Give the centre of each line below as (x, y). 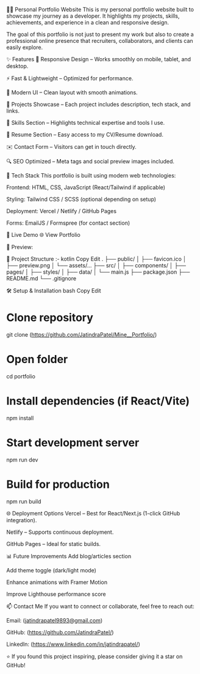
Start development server (73, 443)
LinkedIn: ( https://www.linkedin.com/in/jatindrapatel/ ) (73, 644)
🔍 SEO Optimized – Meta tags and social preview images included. (91, 161)
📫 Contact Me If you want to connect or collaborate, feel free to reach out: (100, 606)
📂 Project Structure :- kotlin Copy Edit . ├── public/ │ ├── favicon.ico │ (97, 259)
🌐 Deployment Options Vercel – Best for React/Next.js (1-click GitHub (93, 513)
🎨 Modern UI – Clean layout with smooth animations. (72, 92)
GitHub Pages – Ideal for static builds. (54, 544)
